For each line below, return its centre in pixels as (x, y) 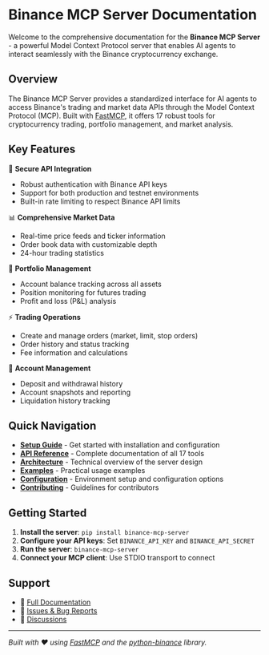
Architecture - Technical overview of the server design (111, 462)
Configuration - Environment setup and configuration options (122, 479)
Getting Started (48, 513)
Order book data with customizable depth (88, 244)
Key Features (42, 150)
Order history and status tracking (74, 344)
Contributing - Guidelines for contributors (89, 487)
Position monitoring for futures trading (83, 292)
